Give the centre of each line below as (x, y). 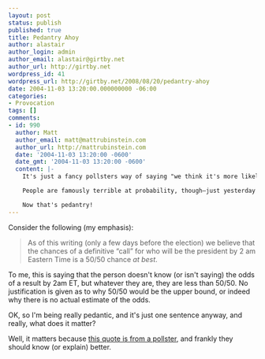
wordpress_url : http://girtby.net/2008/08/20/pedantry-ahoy (109, 81)
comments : (24, 118)
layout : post (30, 15)
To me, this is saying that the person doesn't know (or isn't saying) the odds (131, 274)
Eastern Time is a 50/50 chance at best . (92, 259)
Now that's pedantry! (58, 205)
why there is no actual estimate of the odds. (80, 299)
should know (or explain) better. (60, 346)
